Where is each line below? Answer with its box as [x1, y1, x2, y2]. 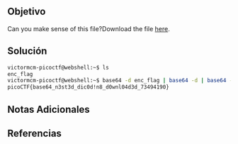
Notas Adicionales [7, 103, 90, 116]
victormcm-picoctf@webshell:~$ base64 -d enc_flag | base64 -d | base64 [7, 77, 227, 84]
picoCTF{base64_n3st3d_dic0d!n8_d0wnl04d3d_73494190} [7, 84, 170, 91]
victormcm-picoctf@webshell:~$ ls [7, 64, 110, 71]
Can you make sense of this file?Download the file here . [7, 24, 170, 33]
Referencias [7, 127, 62, 139]
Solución [7, 45, 47, 57]
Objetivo [7, 6, 46, 18]
